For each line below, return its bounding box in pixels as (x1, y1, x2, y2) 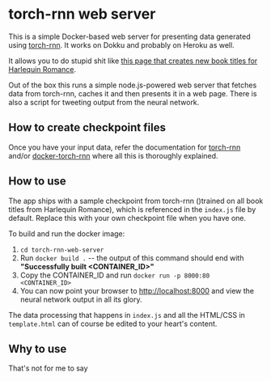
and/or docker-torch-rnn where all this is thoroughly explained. (8, 150, 218, 160)
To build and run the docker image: (8, 228, 125, 239)
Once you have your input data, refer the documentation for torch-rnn (8, 142, 241, 152)
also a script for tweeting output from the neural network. (8, 97, 200, 107)
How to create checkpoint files (8, 121, 166, 134)
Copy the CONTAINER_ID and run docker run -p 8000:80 (19, 270, 210, 280)
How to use (8, 175, 66, 188)
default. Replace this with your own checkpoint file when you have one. (8, 213, 247, 222)
